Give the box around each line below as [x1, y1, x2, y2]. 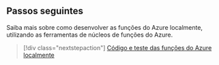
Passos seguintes [6, 5, 83, 17]
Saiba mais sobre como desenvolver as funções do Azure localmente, [6, 23, 203, 31]
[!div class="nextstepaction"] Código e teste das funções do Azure [23, 43, 212, 51]
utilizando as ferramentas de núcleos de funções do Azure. [6, 30, 173, 39]
